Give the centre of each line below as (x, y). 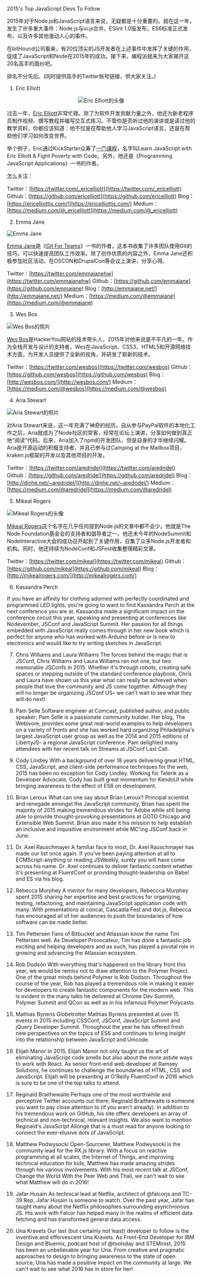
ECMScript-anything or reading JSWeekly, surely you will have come (100, 860)
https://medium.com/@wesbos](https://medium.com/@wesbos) (88, 389)
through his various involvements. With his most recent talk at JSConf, (102, 1169)
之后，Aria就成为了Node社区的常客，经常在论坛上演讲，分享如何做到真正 (102, 433)
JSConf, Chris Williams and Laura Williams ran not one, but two (93, 661)
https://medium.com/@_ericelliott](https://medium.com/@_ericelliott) (93, 210)
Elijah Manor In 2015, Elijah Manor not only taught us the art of (92, 1051)
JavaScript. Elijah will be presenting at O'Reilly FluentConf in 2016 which (104, 1076)
